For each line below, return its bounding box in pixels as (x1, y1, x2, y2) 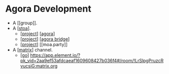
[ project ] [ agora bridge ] (20, 36, 70, 42)
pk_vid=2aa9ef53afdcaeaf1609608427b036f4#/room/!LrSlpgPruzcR (20, 57, 164, 63)
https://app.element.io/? (30, 52, 80, 58)
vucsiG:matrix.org (20, 63, 58, 69)
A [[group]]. (12, 20, 38, 26)
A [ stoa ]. (12, 25, 31, 31)
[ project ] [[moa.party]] (20, 41, 67, 47)
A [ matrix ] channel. (12, 47, 53, 53)
